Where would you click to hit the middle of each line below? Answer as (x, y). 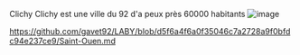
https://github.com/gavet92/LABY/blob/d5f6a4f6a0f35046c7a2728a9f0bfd (150, 31)
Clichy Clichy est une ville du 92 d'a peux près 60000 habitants (127, 14)
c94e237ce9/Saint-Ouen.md (62, 41)
